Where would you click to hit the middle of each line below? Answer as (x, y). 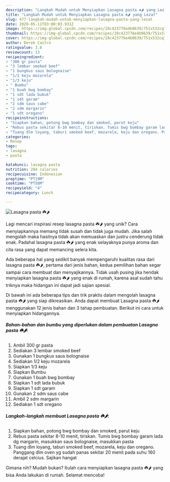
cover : (13, 38)
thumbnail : (17, 33)
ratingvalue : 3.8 (24, 47)
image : (13, 29)
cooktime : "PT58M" (25, 183)
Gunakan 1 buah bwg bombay (44, 377)
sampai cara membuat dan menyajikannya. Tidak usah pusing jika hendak (82, 272)
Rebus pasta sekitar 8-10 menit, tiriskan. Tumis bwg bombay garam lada (88, 436)
